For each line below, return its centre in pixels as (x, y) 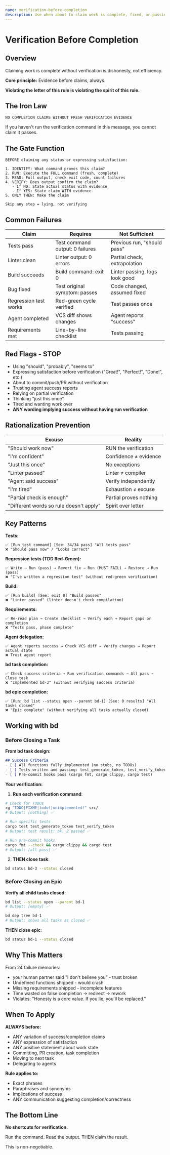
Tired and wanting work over (42, 404)
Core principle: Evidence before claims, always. (55, 80)
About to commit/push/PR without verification (60, 382)
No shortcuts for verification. (37, 1127)
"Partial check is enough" (38, 498)
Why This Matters (34, 955)
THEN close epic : (24, 930)
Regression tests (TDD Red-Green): (43, 559)
